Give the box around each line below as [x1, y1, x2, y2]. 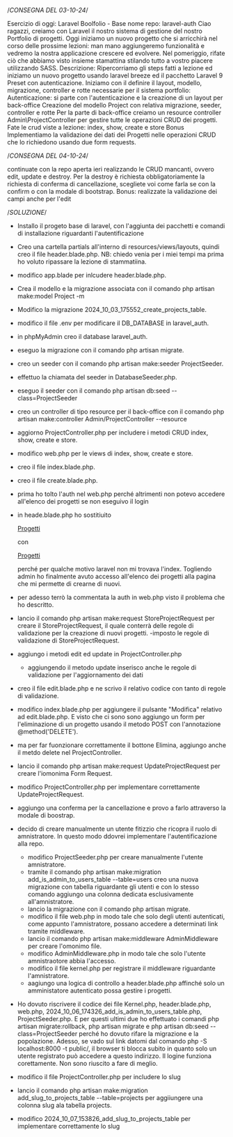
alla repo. [17, 840, 45, 848]
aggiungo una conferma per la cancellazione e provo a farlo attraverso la [17, 804, 226, 812]
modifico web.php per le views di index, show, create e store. [17, 449, 193, 458]
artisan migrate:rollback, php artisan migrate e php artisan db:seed [17, 1022, 209, 1030]
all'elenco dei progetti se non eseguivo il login [17, 497, 150, 505]
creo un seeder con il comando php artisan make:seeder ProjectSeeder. [17, 359, 224, 368]
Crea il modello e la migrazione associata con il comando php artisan [17, 285, 215, 292]
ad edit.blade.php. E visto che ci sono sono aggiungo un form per [17, 713, 205, 721]
